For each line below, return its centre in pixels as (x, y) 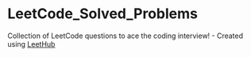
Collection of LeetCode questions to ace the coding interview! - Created (125, 36)
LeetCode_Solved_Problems (102, 14)
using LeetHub (31, 44)
